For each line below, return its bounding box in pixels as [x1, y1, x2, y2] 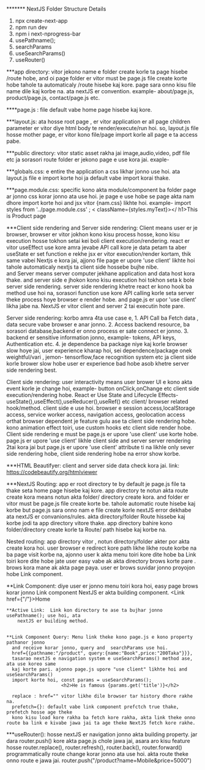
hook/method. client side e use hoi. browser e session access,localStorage [6, 404, 196, 412]
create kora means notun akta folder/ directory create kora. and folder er [6, 493, 190, 501]
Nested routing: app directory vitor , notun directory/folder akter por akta [6, 538, 190, 545]
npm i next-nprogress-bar [15, 30, 81, 37]
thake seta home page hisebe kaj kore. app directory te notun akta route [6, 487, 188, 494]
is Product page [6, 212, 47, 220]
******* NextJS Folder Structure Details [6, 6, 106, 12]
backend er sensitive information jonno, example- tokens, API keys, [6, 334, 176, 341]
